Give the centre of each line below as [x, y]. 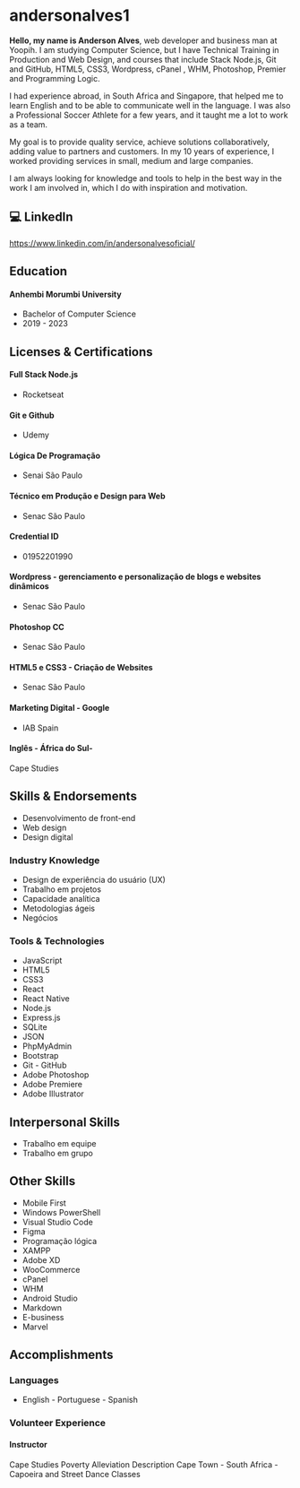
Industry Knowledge [55, 860]
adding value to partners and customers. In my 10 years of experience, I [142, 151]
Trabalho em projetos [61, 889]
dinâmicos [29, 586]
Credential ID [34, 536]
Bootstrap [40, 1056]
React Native [46, 999]
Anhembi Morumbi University [66, 294]
